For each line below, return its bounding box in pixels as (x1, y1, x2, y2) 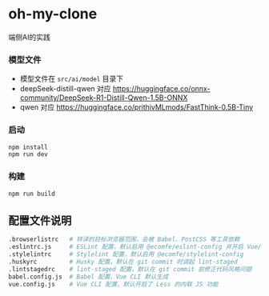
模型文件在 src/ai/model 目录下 (19, 74, 124, 84)
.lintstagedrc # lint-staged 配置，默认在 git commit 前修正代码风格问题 (8, 265, 252, 273)
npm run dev (8, 150, 48, 158)
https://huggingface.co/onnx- (112, 84, 211, 94)
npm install (8, 143, 48, 151)
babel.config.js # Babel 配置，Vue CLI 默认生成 (8, 273, 169, 281)
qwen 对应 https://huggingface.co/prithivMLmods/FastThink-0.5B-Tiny (19, 102, 254, 112)
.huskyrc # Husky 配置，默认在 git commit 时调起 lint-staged (8, 258, 238, 266)
